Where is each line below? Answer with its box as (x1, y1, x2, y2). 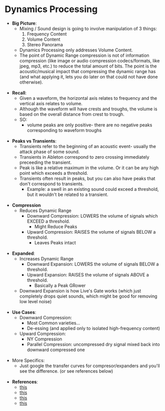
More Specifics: (12, 357, 45, 363)
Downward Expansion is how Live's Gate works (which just (19, 288, 141, 294)
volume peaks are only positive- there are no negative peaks (27, 122, 152, 128)
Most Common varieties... (27, 320, 81, 326)
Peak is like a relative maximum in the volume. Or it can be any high (19, 165, 159, 171)
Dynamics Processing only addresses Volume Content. (19, 47, 133, 53)
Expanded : (12, 250, 36, 256)
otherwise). (19, 79, 43, 85)
